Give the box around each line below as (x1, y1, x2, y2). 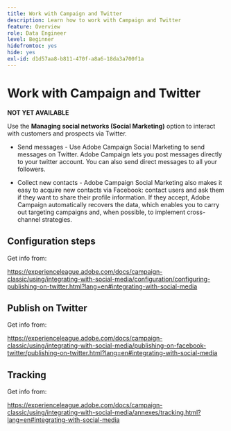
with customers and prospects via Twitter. (7, 129, 127, 138)
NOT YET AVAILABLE (7, 108, 69, 117)
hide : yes (7, 49, 36, 56)
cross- (187, 208, 206, 216)
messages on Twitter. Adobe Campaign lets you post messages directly (17, 150, 223, 158)
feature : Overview (7, 23, 60, 30)
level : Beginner (7, 36, 54, 43)
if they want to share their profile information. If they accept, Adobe (17, 193, 210, 202)
